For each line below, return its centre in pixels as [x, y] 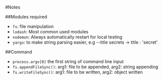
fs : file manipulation [33, 26]
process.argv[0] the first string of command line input [68, 61]
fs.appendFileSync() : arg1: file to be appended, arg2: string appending [85, 67]
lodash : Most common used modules [50, 32]
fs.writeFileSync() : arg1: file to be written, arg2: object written [77, 72]
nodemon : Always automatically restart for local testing [67, 37]
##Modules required [26, 17]
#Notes [13, 7]
